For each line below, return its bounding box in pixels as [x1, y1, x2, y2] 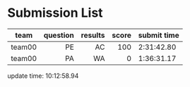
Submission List [7, 5, 104, 21]
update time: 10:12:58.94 [7, 72, 79, 80]
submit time [138, 30, 179, 40]
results [81, 30, 105, 40]
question [43, 30, 74, 40]
